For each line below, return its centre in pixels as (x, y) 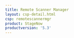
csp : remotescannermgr (28, 19)
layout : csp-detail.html (30, 14)
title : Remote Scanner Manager (37, 10)
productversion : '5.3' (28, 28)
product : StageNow (24, 23)
